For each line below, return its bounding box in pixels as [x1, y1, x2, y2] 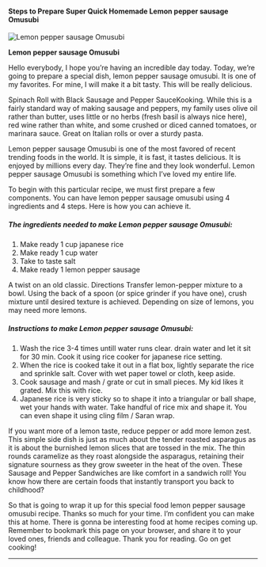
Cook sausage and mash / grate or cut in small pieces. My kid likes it [19, 377, 244, 387]
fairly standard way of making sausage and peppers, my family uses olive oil [8, 104, 258, 113]
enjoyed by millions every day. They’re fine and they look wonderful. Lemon [8, 161, 255, 170]
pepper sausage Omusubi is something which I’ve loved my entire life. [8, 169, 237, 179]
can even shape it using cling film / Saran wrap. [19, 411, 175, 420]
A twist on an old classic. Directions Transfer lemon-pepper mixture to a [8, 280, 243, 290]
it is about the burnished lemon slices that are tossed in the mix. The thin [8, 443, 245, 453]
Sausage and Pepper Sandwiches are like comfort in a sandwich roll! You [8, 468, 247, 478]
